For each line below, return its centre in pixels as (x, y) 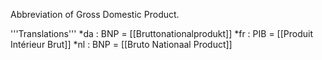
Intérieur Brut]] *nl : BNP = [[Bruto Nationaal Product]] (121, 44)
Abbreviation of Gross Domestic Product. (95, 14)
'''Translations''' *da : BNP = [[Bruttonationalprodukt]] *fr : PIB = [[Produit (161, 33)
